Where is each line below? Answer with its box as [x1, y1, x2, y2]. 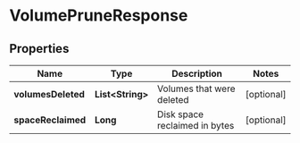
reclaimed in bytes [157, 120, 235, 131]
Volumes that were [157, 82, 236, 95]
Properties [9, 41, 70, 56]
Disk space [157, 108, 204, 121]
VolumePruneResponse [9, 5, 188, 26]
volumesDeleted [13, 88, 85, 100]
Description [171, 68, 223, 80]
